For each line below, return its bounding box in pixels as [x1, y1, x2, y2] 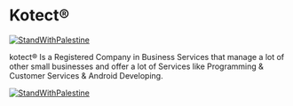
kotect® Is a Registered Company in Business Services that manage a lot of [9, 51, 285, 62]
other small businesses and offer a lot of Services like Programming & [9, 61, 265, 72]
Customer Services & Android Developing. [9, 70, 163, 80]
